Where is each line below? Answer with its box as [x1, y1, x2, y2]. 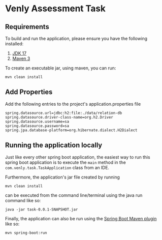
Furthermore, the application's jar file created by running [5, 174, 120, 180]
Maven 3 [12, 56, 31, 61]
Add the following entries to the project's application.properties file [5, 101, 141, 107]
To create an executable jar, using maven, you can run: [5, 65, 116, 71]
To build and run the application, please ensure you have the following [5, 35, 148, 41]
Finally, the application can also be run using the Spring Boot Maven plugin [5, 215, 157, 221]
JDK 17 [12, 50, 27, 56]
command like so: [5, 197, 41, 203]
